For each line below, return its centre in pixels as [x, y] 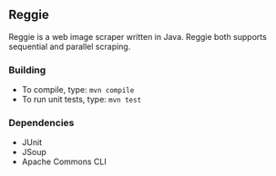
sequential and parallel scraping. [70, 46]
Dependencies [41, 123]
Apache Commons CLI [64, 161]
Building [27, 70]
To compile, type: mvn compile [78, 90]
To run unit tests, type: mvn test [82, 100]
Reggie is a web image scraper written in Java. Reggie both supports [138, 36]
